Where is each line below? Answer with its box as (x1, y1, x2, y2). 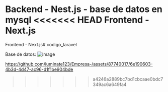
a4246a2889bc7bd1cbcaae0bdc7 (93, 76, 163, 82)
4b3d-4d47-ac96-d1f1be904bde (5, 66, 73, 72)
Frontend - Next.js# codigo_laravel (5, 41, 77, 47)
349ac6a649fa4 (93, 81, 127, 87)
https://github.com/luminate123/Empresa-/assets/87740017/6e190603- (5, 61, 153, 67)
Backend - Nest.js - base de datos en (5, 4, 162, 15)
